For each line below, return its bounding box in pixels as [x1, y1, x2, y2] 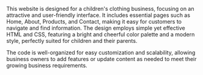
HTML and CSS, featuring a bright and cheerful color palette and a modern [6, 31, 195, 38]
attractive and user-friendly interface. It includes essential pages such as [6, 11, 191, 19]
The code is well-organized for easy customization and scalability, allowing [6, 49, 196, 56]
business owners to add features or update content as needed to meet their [6, 56, 197, 62]
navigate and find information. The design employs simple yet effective [6, 24, 185, 31]
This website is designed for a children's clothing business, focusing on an [6, 5, 194, 12]
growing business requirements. [6, 62, 87, 69]
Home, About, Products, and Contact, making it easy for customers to [6, 18, 182, 25]
